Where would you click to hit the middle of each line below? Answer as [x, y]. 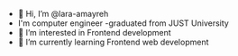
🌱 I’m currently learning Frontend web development [113, 42]
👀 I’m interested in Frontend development [94, 32]
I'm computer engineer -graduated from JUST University [124, 23]
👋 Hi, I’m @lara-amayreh [63, 14]
